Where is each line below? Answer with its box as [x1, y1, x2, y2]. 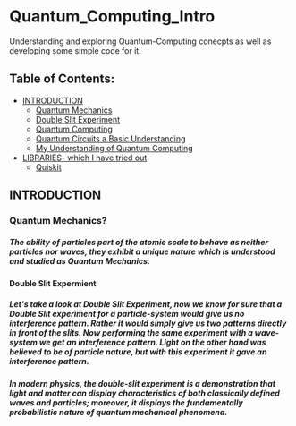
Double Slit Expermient [9, 278, 97, 289]
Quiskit [35, 161, 63, 172]
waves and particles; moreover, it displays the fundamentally [9, 397, 244, 408]
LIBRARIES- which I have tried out [21, 152, 148, 163]
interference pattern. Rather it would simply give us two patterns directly [9, 318, 287, 328]
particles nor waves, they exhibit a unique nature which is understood [9, 246, 275, 257]
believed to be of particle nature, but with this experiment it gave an [9, 346, 267, 357]
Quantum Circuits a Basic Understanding [35, 132, 186, 144]
